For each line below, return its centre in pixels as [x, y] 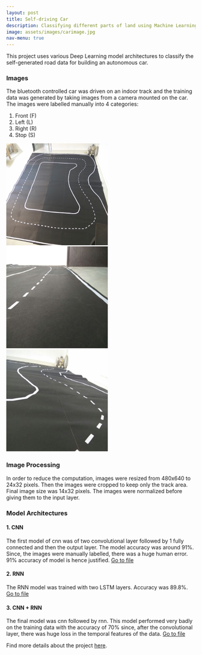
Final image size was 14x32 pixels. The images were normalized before [94, 491]
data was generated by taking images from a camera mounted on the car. [97, 98]
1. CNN [15, 528]
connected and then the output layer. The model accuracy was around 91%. [100, 547]
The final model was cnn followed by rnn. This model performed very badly [99, 621]
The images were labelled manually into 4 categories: [72, 104]
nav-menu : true [25, 38]
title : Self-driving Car [37, 19]
